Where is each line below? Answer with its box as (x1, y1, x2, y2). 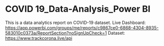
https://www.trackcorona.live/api (5, 35, 73, 41)
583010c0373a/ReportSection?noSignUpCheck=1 (5, 30, 107, 36)
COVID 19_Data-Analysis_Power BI (5, 3, 151, 15)
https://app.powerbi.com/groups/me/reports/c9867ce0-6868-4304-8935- (5, 24, 159, 30)
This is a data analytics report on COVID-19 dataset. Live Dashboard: (5, 20, 146, 25)
